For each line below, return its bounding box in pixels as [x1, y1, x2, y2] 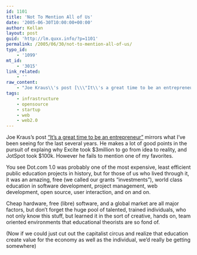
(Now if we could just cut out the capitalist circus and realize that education [6, 230, 189, 237]
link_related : [6, 69, 41, 74]
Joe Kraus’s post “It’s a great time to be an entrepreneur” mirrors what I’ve [6, 134, 186, 141]
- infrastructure [16, 96, 59, 101]
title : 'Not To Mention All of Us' [6, 14, 93, 20]
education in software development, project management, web [6, 182, 158, 189]
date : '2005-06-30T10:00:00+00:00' [6, 19, 93, 25]
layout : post [6, 30, 38, 36]
